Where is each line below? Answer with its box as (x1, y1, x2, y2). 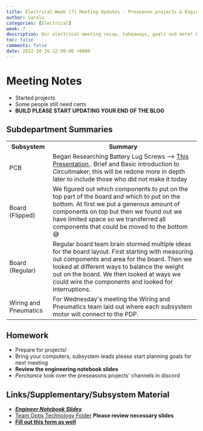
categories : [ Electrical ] (6, 20, 71, 26)
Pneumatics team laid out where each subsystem (53, 302, 192, 311)
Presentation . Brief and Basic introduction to (53, 159, 180, 168)
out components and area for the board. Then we (53, 255, 192, 263)
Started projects (14, 94, 56, 101)
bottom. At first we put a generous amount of (53, 200, 180, 208)
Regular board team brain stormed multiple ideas (53, 240, 192, 248)
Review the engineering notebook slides (14, 366, 119, 373)
